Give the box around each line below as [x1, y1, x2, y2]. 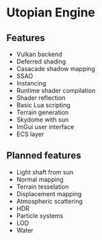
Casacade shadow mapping [16, 65, 95, 72]
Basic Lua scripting [16, 101, 71, 109]
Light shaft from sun [16, 168, 73, 176]
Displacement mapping [16, 189, 82, 198]
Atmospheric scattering [16, 197, 83, 205]
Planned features [6, 150, 81, 161]
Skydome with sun [16, 116, 69, 124]
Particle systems [16, 211, 64, 219]
